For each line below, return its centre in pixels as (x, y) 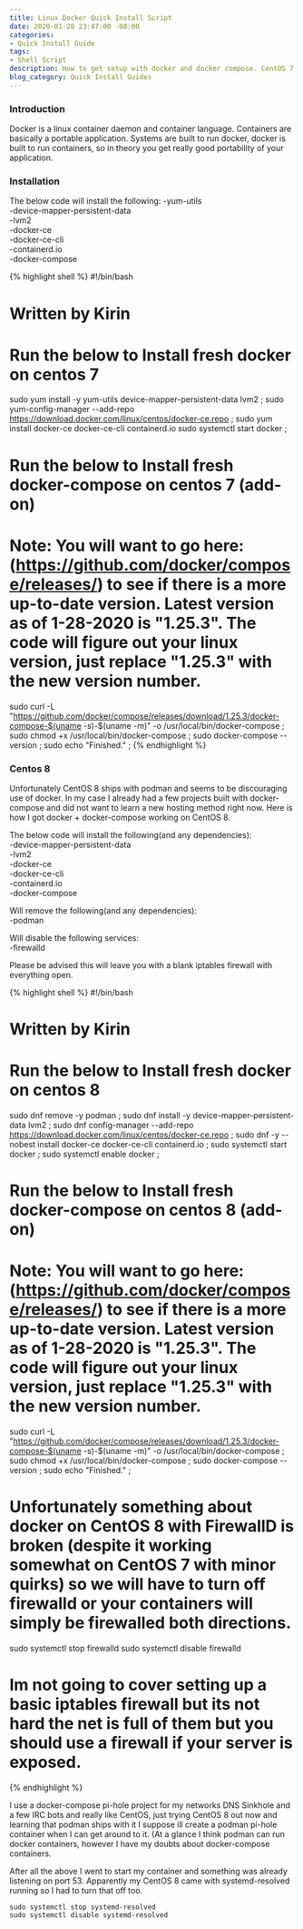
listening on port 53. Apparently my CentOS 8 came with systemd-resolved (150, 1881)
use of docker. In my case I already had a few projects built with (128, 798)
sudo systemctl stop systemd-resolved (83, 1907)
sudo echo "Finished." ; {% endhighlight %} (125, 745)
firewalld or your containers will (132, 1604)
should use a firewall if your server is (151, 1743)
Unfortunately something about (131, 1507)
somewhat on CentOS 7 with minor (143, 1565)
